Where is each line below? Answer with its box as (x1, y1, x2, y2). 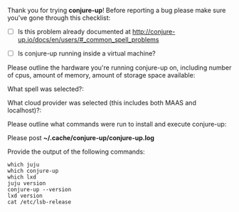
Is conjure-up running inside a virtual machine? (17, 49, 156, 58)
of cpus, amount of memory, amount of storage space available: (7, 71, 196, 80)
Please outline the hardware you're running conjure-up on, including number (7, 63, 232, 72)
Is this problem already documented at (17, 28, 132, 36)
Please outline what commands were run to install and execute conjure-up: (7, 120, 227, 129)
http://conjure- (132, 28, 176, 36)
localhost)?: (7, 106, 42, 115)
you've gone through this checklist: (7, 14, 111, 22)
